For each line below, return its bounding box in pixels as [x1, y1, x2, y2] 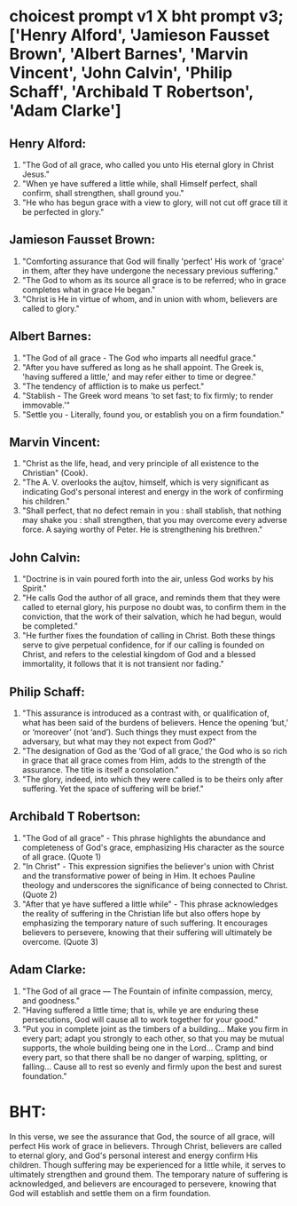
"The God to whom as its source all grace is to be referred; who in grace [21, 274, 286, 285]
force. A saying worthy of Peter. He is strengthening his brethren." [21, 524, 263, 535]
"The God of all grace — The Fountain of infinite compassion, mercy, [21, 986, 273, 996]
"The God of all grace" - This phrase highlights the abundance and [21, 832, 266, 843]
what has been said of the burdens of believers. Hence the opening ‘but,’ [21, 718, 289, 728]
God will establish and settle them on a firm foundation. [9, 1187, 211, 1198]
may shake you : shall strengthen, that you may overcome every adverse [21, 515, 288, 526]
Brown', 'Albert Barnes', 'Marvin [9, 44, 249, 64]
